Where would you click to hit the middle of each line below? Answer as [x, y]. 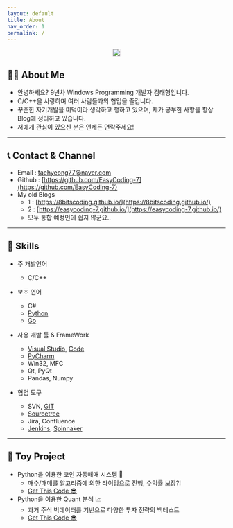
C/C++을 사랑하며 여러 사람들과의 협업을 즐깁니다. [85, 101]
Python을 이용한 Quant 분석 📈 [59, 499]
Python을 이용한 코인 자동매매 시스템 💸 [70, 474]
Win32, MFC [45, 363]
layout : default [31, 14]
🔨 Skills [23, 246]
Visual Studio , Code [56, 349]
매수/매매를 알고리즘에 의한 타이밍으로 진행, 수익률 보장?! [104, 483]
